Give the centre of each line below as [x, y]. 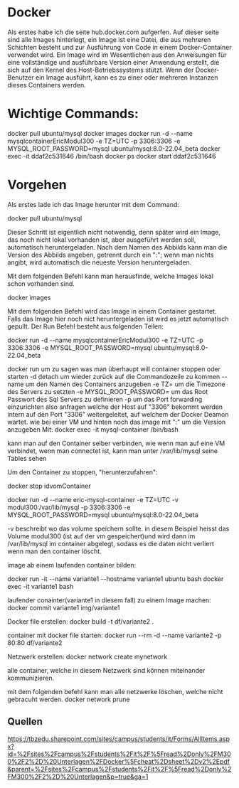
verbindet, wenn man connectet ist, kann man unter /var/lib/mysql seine [113, 451]
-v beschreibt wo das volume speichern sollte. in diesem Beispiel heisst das [118, 528]
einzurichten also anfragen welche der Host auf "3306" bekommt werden [115, 407]
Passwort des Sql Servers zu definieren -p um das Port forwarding [105, 399]
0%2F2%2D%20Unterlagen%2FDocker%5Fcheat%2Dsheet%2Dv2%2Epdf [118, 761]
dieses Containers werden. [47, 85]
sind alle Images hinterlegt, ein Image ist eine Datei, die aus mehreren [109, 39]
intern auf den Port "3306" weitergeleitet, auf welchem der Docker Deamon [118, 414]
